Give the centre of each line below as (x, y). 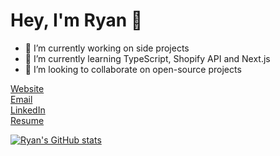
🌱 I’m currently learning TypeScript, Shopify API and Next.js (147, 58)
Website (27, 88)
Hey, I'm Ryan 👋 (76, 20)
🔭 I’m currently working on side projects (107, 48)
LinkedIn (28, 110)
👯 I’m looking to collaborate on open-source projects (133, 69)
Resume (27, 120)
